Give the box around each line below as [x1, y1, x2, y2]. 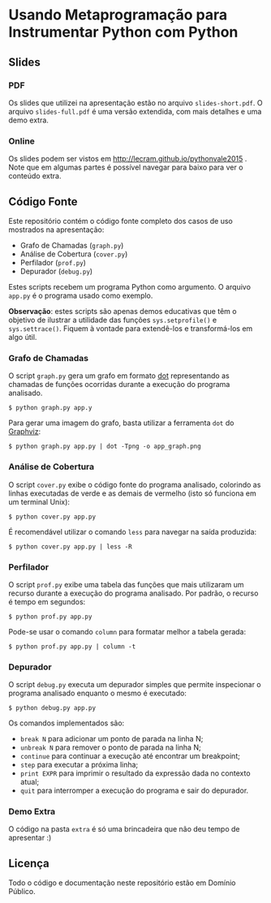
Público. [8, 887, 36, 897]
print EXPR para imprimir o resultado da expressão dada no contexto [19, 768, 251, 778]
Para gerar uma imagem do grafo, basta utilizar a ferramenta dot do [8, 418, 234, 428]
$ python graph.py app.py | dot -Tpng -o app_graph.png [8, 442, 201, 451]
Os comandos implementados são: [8, 718, 125, 728]
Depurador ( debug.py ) [19, 266, 93, 276]
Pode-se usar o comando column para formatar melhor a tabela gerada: [8, 626, 246, 636]
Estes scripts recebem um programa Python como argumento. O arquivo [8, 282, 252, 291]
